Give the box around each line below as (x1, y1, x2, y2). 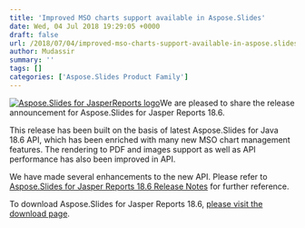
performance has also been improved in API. (9, 154, 176, 164)
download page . (9, 208, 71, 219)
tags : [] (9, 64, 43, 74)
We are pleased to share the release (160, 97, 295, 108)
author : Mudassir (9, 47, 75, 56)
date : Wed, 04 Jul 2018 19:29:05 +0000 (9, 22, 161, 31)
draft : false (9, 30, 59, 39)
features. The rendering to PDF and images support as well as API (9, 144, 256, 154)
